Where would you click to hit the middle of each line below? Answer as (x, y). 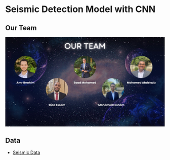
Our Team (21, 28)
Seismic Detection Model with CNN (80, 9)
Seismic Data (26, 152)
